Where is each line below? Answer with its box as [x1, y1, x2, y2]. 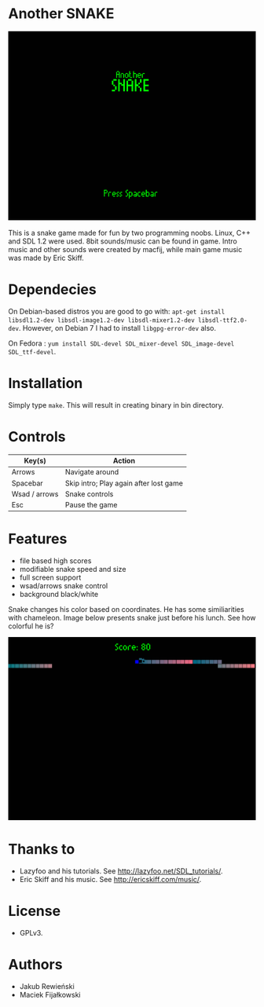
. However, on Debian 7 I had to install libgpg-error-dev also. [18, 323, 216, 332]
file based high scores [19, 555, 92, 566]
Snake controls [65, 489, 114, 499]
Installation [8, 374, 83, 392]
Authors [8, 956, 63, 974]
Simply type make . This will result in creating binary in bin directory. [8, 400, 224, 409]
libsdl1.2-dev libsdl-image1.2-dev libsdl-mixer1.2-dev [8, 316, 195, 324]
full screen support [19, 573, 82, 582]
